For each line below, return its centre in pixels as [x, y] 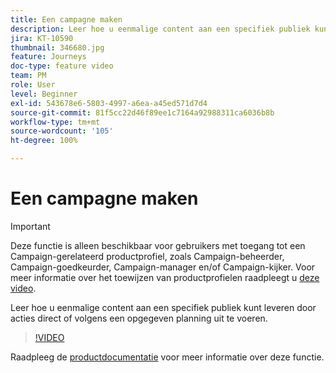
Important [30, 226]
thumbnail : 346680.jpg [57, 47]
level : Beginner [44, 94]
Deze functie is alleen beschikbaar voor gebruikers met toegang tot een [158, 245]
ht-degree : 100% [44, 141]
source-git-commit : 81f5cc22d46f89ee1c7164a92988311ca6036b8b [142, 112]
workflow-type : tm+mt [55, 122]
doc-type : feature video [62, 66]
